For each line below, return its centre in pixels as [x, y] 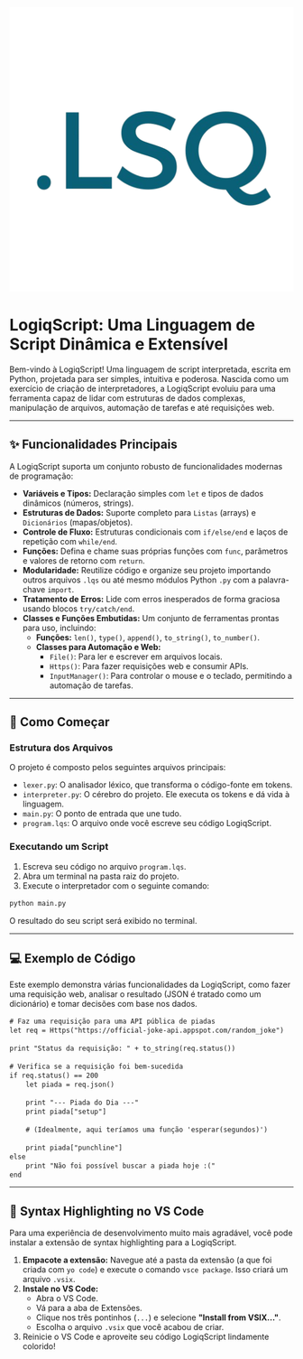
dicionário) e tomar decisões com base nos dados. [104, 1004]
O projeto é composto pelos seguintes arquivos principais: [118, 768]
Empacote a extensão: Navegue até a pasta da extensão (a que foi [147, 1260]
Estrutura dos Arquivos [61, 748]
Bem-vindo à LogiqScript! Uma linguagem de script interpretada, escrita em [150, 369]
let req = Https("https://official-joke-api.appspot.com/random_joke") [147, 1031]
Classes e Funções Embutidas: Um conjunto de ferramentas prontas [151, 618]
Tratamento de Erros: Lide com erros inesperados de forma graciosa [151, 599]
